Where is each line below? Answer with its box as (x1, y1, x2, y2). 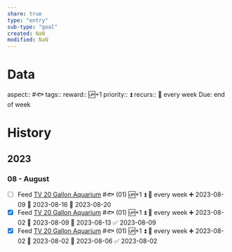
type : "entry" (7, 17, 49, 24)
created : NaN (7, 29, 46, 37)
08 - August (7, 173, 50, 183)
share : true (7, 10, 42, 18)
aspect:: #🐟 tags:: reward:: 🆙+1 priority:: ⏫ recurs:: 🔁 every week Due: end (7, 91, 226, 99)
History (7, 125, 52, 141)
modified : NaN (7, 37, 49, 44)
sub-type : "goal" (7, 23, 58, 30)
